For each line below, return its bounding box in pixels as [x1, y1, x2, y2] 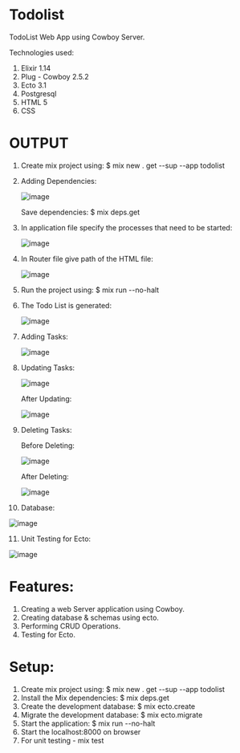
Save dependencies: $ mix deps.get [20, 207, 140, 217]
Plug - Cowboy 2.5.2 [20, 71, 89, 81]
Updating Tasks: [20, 363, 75, 372]
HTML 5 [20, 97, 48, 107]
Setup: [9, 658, 55, 676]
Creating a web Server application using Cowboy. [20, 604, 185, 613]
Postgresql [20, 88, 57, 98]
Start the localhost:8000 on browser [20, 727, 141, 736]
